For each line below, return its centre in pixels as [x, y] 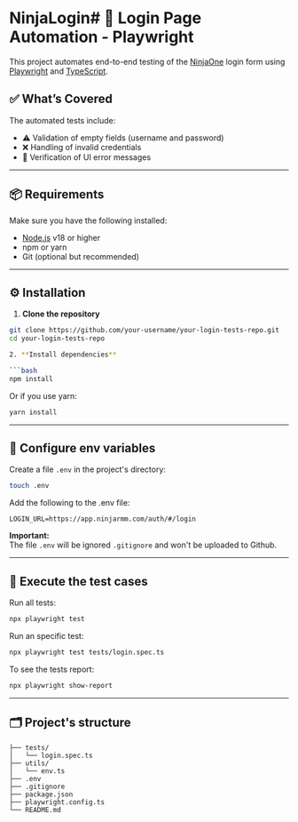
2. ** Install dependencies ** [63, 355]
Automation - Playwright [102, 37]
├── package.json [41, 794]
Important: [29, 536]
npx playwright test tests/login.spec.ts [87, 652]
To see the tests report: [52, 669]
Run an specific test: [47, 636]
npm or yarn [44, 247]
